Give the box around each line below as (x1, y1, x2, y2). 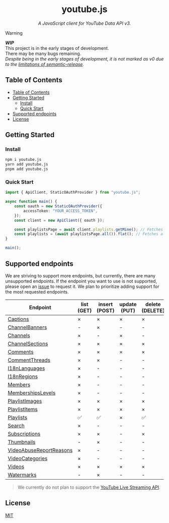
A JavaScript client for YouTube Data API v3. (38, 20, 131, 26)
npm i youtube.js (5, 157, 42, 162)
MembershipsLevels (8, 389, 56, 396)
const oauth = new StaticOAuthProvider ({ (14, 204, 102, 209)
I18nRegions (8, 373, 38, 380)
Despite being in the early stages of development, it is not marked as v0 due (5, 55, 164, 62)
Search (8, 422, 25, 429)
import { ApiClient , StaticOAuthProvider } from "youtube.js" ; (5, 190, 141, 195)
